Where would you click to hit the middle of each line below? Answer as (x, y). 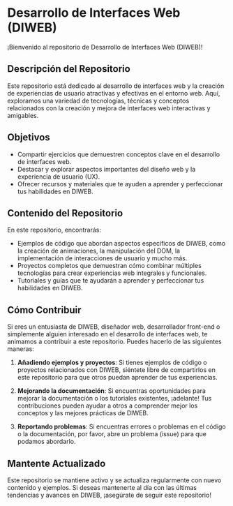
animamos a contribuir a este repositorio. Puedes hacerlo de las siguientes (114, 342)
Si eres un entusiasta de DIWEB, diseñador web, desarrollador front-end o (114, 327)
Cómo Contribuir (44, 310)
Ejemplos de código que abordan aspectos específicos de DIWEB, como (121, 244)
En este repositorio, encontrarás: (54, 230)
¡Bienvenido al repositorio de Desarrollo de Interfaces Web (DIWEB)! (105, 47)
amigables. (23, 115)
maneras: (21, 349)
